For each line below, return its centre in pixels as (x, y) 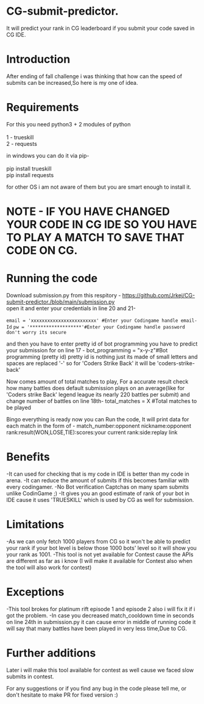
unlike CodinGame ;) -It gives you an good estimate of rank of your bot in (98, 493)
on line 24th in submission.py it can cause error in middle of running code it (101, 622)
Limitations (35, 525)
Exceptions (35, 592)
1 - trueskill (20, 137)
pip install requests (30, 175)
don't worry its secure (37, 332)
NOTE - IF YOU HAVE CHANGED (88, 211)
